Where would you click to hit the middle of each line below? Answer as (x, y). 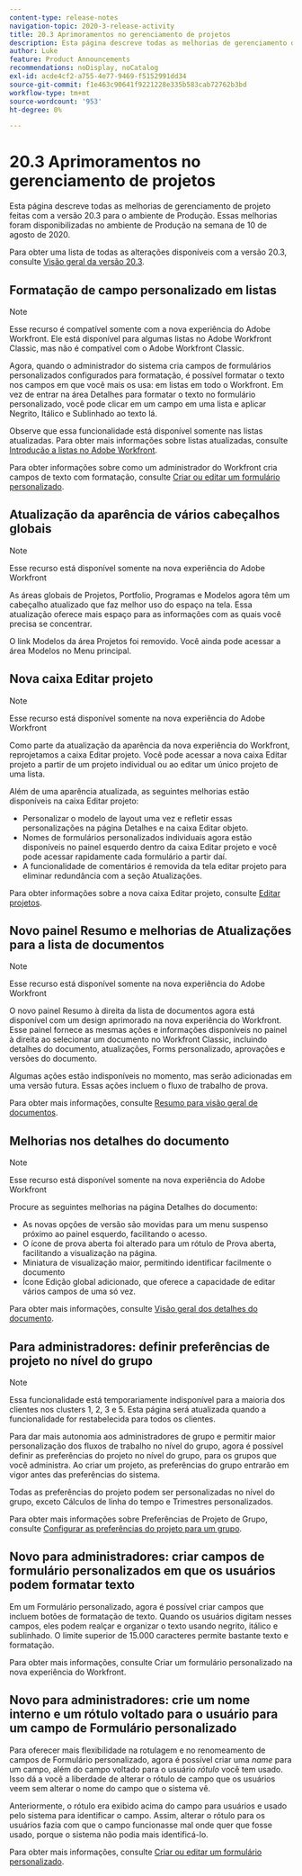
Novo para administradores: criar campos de (137, 1557)
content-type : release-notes (64, 18)
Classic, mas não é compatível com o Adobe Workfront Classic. (127, 348)
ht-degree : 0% (36, 110)
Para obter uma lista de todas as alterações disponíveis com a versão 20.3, (148, 252)
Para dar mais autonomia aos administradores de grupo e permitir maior (142, 1437)
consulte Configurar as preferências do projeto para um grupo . (126, 1529)
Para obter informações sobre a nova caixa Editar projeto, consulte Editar (145, 893)
